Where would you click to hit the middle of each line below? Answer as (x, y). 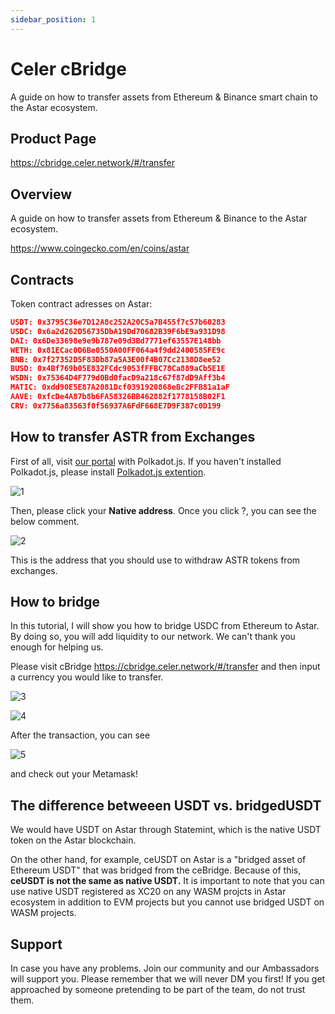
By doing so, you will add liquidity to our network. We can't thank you (153, 637)
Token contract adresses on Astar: (81, 304)
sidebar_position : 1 (53, 19)
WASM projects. (43, 913)
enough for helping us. (57, 647)
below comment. (45, 521)
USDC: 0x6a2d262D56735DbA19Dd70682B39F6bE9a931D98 (118, 331)
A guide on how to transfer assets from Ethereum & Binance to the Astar (159, 218)
